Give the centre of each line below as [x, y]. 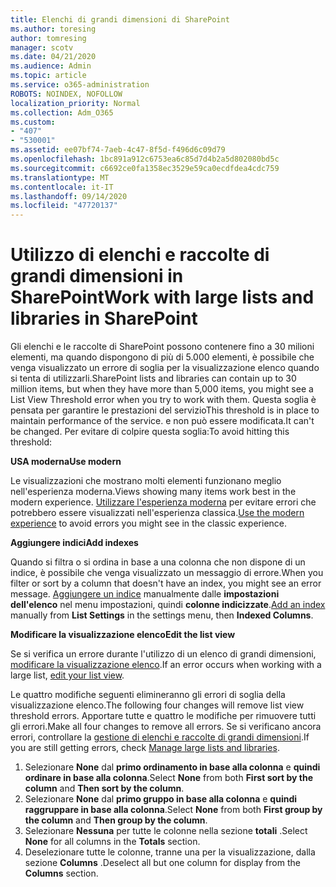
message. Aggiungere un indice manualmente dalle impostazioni [145, 594]
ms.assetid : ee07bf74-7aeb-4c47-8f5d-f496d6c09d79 [118, 150]
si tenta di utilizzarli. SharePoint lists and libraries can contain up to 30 [153, 378]
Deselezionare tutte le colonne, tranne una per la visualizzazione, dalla [170, 852]
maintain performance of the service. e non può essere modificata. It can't [162, 421]
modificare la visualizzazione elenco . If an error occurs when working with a [166, 665]
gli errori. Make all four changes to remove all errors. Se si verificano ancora [166, 727]
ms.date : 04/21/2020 [53, 57]
